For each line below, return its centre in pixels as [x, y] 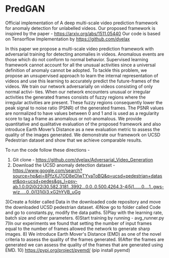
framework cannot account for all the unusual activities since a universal [80, 65]
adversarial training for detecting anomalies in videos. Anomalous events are [85, 54]
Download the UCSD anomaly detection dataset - [64, 165]
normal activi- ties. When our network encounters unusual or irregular [78, 92]
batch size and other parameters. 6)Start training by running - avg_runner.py [85, 218]
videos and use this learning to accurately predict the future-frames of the [82, 81]
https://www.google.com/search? [47, 170]
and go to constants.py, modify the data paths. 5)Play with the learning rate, [84, 212]
